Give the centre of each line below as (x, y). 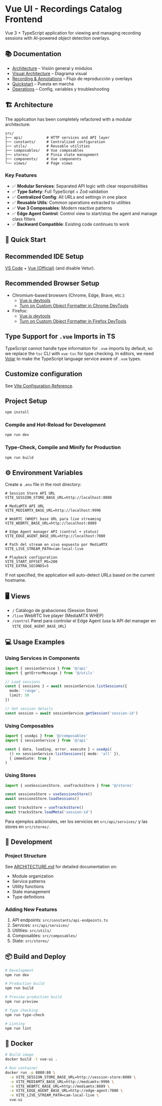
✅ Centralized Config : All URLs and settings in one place (69, 197)
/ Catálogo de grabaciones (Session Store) (55, 611)
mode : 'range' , (25, 691)
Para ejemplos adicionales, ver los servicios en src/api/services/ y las (76, 821)
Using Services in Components (43, 658)
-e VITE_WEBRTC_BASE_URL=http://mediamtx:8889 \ (60, 1086)
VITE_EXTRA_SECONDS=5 (27, 566)
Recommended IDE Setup (45, 256)
